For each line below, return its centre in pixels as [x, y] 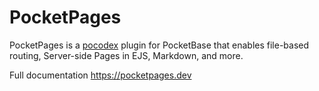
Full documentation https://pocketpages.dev [100, 75]
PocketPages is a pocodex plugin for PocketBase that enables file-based [159, 45]
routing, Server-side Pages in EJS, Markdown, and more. [126, 55]
